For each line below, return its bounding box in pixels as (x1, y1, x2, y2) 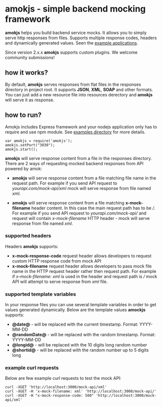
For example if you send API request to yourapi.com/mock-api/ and (12, 210, 147, 216)
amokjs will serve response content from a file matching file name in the (12, 175, 156, 181)
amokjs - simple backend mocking (5, 3, 146, 15)
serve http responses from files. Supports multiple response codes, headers (5, 35, 157, 41)
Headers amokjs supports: (5, 243, 59, 249)
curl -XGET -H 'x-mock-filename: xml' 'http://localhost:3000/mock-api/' (5, 389, 157, 394)
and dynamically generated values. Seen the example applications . (5, 40, 138, 46)
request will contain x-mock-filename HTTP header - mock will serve (12, 215, 150, 221)
